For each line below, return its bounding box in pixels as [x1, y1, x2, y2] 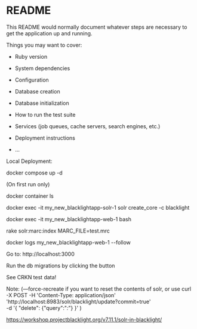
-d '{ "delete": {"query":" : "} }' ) [6, 304, 82, 312]
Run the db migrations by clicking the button [6, 262, 115, 269]
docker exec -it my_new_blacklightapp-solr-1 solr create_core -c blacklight [6, 204, 190, 211]
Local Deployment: [6, 157, 53, 165]
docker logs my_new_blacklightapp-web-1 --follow [6, 239, 131, 246]
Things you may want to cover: [6, 41, 82, 49]
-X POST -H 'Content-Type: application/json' [6, 291, 116, 298]
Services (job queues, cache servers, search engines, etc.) [14, 122, 161, 129]
